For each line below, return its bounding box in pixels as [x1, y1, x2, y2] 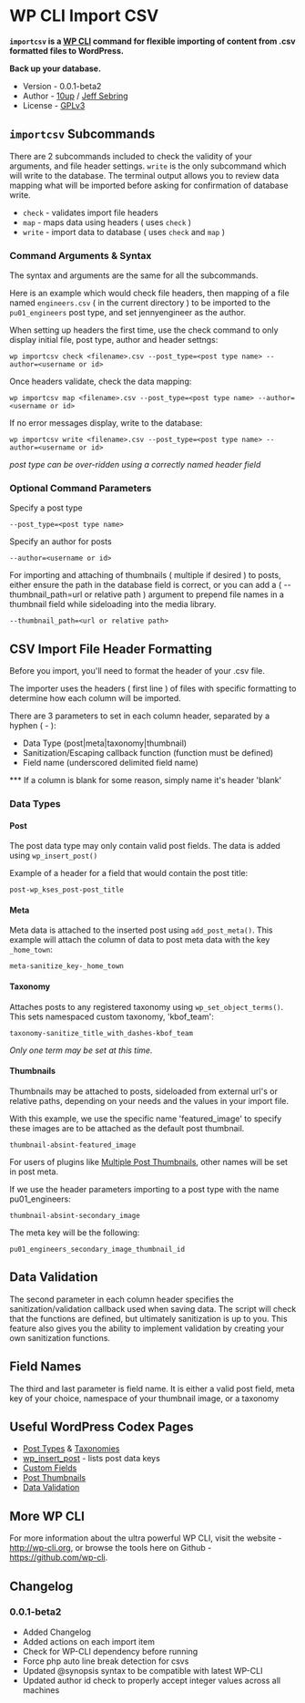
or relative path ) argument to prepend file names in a [84, 589, 285, 600]
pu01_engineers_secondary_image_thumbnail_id [9, 1244, 185, 1254]
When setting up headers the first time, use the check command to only [9, 325, 280, 335]
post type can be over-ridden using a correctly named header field [9, 459, 261, 470]
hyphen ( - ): [9, 720, 56, 731]
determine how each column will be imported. [9, 693, 182, 704]
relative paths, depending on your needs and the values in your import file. [9, 1095, 290, 1106]
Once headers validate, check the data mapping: [9, 376, 192, 387]
